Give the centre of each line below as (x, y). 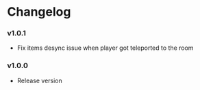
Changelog (39, 12)
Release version (40, 80)
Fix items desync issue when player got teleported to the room (105, 48)
